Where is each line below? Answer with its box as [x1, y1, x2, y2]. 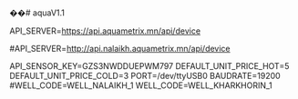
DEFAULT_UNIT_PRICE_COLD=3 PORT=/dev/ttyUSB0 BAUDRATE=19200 [9, 71, 281, 81]
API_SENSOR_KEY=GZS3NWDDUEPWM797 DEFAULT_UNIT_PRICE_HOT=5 [9, 61, 290, 71]
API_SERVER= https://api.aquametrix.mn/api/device [9, 25, 201, 36]
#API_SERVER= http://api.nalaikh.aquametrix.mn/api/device [9, 44, 231, 54]
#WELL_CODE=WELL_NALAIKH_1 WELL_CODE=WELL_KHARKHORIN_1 [9, 80, 272, 91]
